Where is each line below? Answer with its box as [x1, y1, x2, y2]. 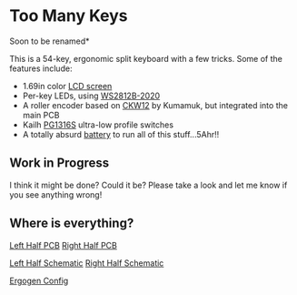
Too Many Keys [9, 5, 129, 26]
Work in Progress [9, 156, 110, 171]
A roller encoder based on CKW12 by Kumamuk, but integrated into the [22, 99, 289, 110]
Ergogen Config [9, 275, 69, 286]
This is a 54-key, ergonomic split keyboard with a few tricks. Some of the [9, 53, 283, 64]
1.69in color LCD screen [22, 80, 113, 91]
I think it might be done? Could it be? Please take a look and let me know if [9, 179, 288, 190]
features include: [9, 63, 73, 74]
